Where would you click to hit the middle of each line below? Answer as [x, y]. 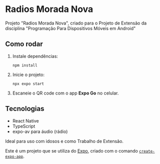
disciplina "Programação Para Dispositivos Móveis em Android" [70, 28]
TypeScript [24, 126]
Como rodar [24, 44]
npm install [25, 65]
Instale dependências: [35, 56]
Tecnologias [25, 109]
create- [147, 151]
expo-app [14, 156]
